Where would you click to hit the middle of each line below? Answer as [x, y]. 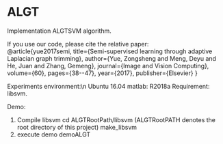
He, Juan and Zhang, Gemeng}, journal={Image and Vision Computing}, [108, 66]
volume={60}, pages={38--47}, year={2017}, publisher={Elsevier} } [103, 73]
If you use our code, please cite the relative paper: [78, 44]
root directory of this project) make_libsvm [77, 127]
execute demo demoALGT [54, 134]
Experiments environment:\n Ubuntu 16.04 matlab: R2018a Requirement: [108, 86]
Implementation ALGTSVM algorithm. [59, 31]
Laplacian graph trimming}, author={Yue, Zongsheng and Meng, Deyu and [112, 58]
